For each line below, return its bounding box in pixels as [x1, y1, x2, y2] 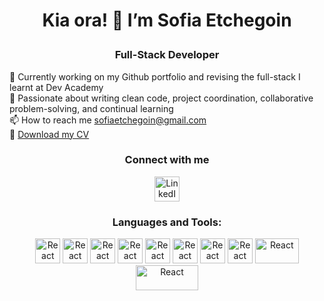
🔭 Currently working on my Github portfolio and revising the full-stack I [9, 70, 301, 83]
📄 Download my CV [9, 128, 90, 140]
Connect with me [124, 153, 210, 167]
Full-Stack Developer [114, 48, 220, 62]
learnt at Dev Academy [9, 81, 104, 93]
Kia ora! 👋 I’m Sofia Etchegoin [42, 9, 292, 32]
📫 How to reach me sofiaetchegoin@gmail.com [9, 114, 207, 126]
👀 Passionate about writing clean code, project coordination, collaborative [9, 92, 314, 104]
